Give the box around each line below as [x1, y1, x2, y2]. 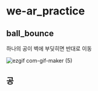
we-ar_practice [6, 4, 85, 18]
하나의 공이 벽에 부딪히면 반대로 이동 [6, 45, 92, 52]
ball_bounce [6, 28, 54, 39]
